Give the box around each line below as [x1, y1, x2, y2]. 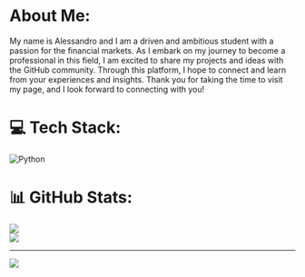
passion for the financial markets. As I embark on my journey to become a [9, 45, 286, 55]
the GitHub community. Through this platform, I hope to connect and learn [9, 64, 287, 75]
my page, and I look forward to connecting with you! [9, 84, 205, 94]
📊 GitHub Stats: [9, 187, 133, 208]
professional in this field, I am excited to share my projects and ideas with [9, 54, 284, 65]
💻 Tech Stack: [9, 117, 122, 138]
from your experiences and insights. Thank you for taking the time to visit [9, 74, 283, 84]
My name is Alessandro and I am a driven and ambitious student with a [9, 35, 274, 46]
